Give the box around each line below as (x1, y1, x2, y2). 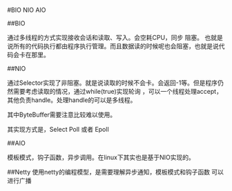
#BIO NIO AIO (7, 6, 46, 14)
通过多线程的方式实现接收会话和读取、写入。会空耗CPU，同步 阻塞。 (7, 34, 204, 41)
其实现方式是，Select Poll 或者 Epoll (7, 125, 109, 133)
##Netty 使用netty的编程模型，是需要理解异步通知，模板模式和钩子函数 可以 (7, 168, 224, 176)
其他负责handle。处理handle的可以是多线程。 (7, 96, 137, 104)
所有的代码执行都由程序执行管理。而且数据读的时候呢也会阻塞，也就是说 (12, 42, 219, 50)
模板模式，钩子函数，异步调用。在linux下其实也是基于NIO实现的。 (7, 153, 195, 161)
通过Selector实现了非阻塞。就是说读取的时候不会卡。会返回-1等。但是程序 (7, 79, 217, 87)
